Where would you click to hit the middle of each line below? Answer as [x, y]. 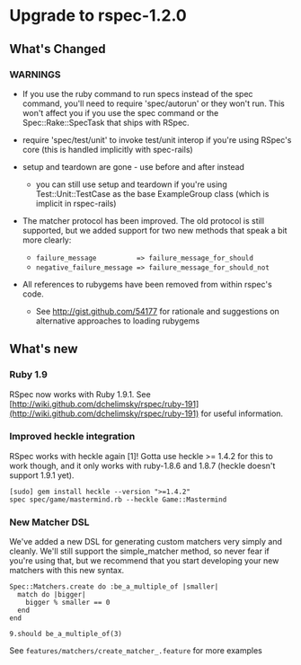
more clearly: [47, 240]
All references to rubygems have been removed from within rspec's [147, 284]
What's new [44, 349]
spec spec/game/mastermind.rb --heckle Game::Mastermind [118, 500]
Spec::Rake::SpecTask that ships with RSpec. [106, 122]
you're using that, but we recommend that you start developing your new [144, 561]
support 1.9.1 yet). [42, 475]
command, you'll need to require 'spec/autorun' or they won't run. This [153, 103]
